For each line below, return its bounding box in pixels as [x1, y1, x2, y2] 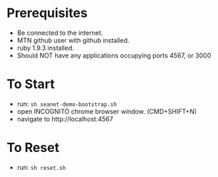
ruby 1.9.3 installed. [16, 43, 74, 52]
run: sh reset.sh [16, 163, 66, 171]
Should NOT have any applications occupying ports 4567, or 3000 [16, 51, 212, 60]
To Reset [6, 140, 60, 156]
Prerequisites [6, 5, 88, 21]
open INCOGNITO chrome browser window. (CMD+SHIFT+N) [16, 107, 197, 115]
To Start [6, 76, 55, 92]
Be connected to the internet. [16, 28, 103, 37]
